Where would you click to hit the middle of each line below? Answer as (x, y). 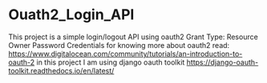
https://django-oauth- (222, 62)
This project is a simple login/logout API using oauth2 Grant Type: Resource (133, 37)
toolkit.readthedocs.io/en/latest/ (61, 70)
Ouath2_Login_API (71, 15)
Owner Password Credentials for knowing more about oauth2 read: (119, 45)
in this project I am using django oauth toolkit (110, 62)
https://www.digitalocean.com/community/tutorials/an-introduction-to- (125, 53)
